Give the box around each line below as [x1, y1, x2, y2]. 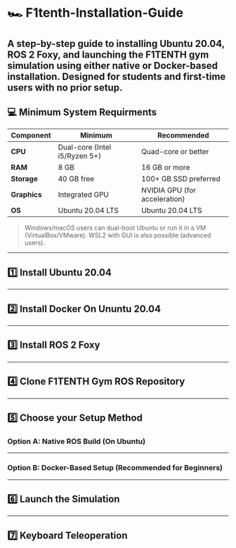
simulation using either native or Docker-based [7, 60, 218, 72]
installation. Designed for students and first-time [7, 70, 226, 82]
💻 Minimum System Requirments [7, 106, 157, 118]
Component [11, 131, 51, 141]
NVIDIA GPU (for [141, 185, 197, 195]
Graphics [11, 190, 42, 200]
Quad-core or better [141, 147, 209, 157]
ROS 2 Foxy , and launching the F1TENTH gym [7, 48, 209, 60]
